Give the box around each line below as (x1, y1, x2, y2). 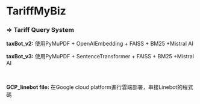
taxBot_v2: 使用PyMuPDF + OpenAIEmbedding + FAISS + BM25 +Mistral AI (6, 40, 194, 47)
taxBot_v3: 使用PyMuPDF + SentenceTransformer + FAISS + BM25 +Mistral (6, 53, 195, 60)
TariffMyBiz (6, 4, 66, 18)
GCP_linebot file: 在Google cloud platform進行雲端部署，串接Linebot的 (6, 84, 183, 91)
